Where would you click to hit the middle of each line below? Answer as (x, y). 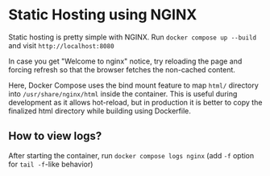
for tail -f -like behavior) (51, 164)
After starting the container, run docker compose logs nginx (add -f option (131, 155)
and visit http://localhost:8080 (61, 45)
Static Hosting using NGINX (103, 15)
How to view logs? (55, 136)
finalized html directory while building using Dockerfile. (100, 111)
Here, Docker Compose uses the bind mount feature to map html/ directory (134, 85)
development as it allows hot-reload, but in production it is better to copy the (135, 102)
